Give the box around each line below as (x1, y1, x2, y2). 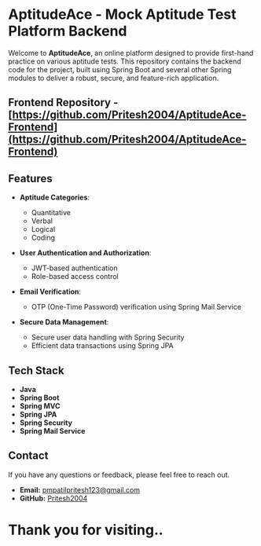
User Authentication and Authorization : (19, 248, 152, 258)
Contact (8, 449, 49, 463)
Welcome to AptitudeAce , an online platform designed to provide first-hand (8, 48, 254, 57)
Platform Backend (8, 22, 127, 40)
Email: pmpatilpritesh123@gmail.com (19, 485, 140, 494)
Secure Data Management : (19, 317, 109, 327)
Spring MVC (19, 401, 61, 410)
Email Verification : (19, 287, 81, 296)
